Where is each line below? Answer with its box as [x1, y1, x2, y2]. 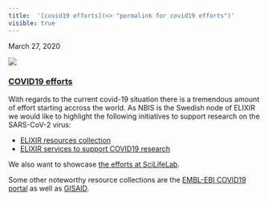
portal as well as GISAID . [8, 183, 90, 193]
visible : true [8, 19, 56, 27]
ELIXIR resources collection [19, 135, 111, 145]
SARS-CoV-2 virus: [8, 119, 71, 129]
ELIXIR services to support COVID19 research [19, 143, 171, 153]
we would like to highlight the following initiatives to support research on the [8, 111, 261, 121]
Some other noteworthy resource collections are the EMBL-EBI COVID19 [8, 175, 246, 184]
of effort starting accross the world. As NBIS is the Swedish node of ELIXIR [8, 103, 255, 112]
